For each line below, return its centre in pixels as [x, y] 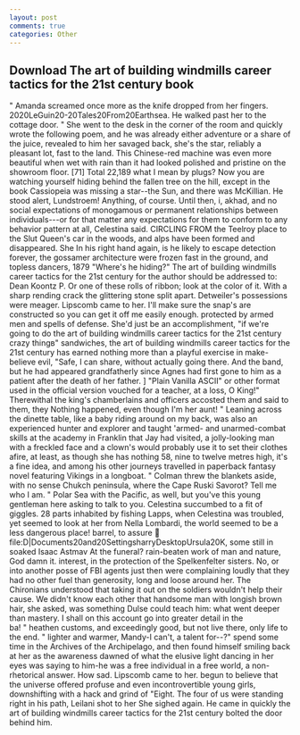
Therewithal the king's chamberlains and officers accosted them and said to [149, 400]
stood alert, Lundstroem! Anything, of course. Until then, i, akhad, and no [143, 201]
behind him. [31, 722]
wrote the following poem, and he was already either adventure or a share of [150, 134]
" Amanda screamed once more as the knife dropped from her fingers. [139, 106]
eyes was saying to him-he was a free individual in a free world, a [129, 665]
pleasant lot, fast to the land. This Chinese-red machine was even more [141, 154]
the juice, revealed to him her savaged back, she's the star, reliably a [135, 144]
